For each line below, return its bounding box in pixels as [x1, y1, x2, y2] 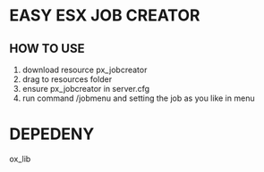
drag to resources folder [21, 74, 113, 85]
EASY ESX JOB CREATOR [9, 5, 200, 26]
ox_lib [9, 153, 31, 164]
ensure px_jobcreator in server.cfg [21, 84, 150, 94]
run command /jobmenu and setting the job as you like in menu [21, 93, 255, 103]
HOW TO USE [9, 41, 85, 56]
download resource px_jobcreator [21, 64, 148, 75]
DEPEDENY [9, 124, 95, 144]
